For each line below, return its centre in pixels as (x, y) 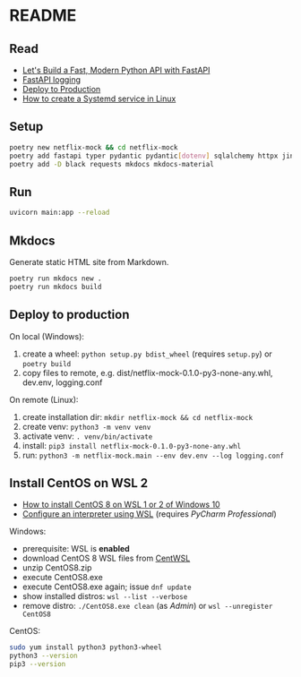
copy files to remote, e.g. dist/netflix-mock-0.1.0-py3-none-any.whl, (147, 373)
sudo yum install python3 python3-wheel (86, 647)
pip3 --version (38, 664)
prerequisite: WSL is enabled (76, 549)
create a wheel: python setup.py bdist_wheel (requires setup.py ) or (147, 354)
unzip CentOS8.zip (57, 568)
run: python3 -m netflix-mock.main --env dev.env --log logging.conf (153, 455)
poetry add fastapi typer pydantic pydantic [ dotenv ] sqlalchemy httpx (144, 156)
